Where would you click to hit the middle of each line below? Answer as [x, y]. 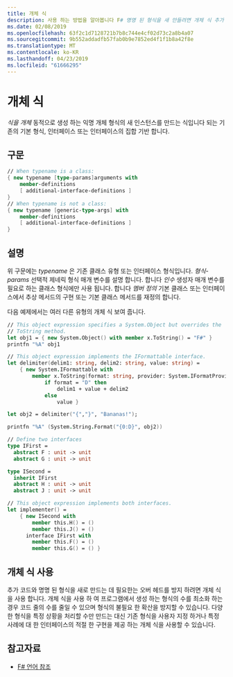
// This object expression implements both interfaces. [89, 503]
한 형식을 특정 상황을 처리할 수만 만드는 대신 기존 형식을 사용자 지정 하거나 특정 [113, 616]
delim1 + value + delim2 [93, 389]
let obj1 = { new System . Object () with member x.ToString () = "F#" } [110, 337]
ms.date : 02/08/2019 [37, 26]
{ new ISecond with [48, 516]
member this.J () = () [63, 529]
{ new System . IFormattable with [66, 370]
